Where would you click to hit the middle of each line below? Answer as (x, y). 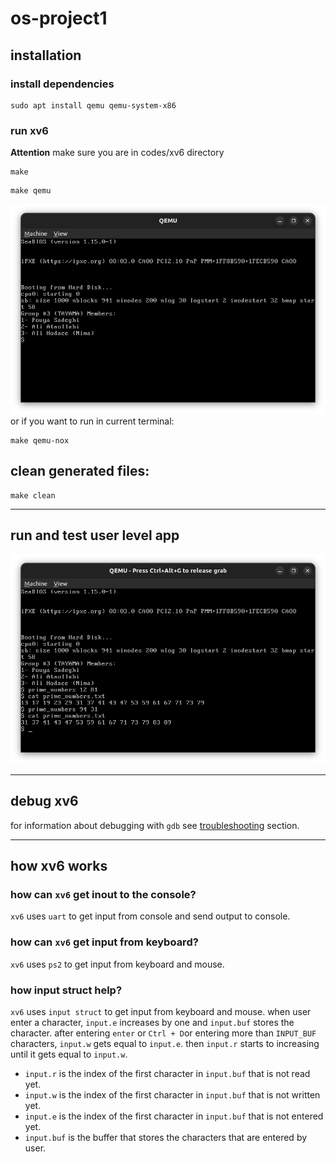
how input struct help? (66, 990)
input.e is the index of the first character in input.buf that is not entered (174, 1116)
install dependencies (62, 84)
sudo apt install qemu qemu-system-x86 (93, 105)
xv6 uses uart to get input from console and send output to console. (150, 916)
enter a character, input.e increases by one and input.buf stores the (152, 1023)
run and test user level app (95, 535)
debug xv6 (44, 801)
